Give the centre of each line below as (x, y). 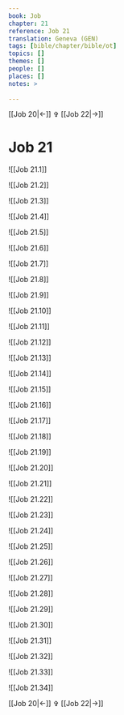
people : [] (27, 69)
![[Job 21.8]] (29, 280)
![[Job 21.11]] (29, 327)
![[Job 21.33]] (31, 672)
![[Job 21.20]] (31, 468)
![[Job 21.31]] (30, 640)
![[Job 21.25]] (31, 546)
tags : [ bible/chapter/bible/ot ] (62, 46)
